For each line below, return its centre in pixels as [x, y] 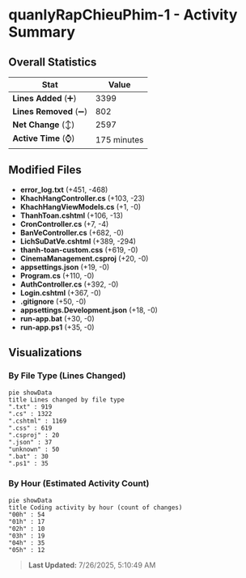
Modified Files [45, 170]
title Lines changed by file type [67, 399]
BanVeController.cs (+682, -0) [72, 232]
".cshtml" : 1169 [38, 421]
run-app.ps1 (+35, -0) [57, 327]
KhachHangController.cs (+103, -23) [83, 198]
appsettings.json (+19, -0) [65, 267]
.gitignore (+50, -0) [53, 301]
